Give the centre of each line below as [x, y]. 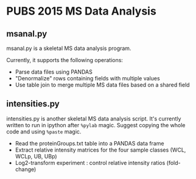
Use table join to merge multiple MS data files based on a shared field [102, 85]
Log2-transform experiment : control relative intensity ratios [90, 163]
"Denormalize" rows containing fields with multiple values [87, 78]
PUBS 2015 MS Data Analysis [81, 11]
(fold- [173, 163]
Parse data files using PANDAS [54, 72]
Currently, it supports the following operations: [65, 60]
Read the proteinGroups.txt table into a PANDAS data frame [89, 143]
